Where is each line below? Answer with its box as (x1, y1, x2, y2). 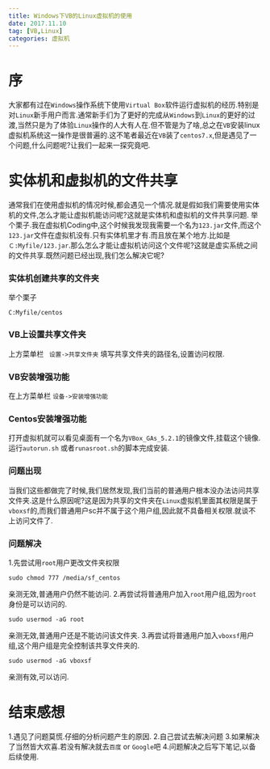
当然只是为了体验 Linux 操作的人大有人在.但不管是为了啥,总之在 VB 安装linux (17, 120, 260, 130)
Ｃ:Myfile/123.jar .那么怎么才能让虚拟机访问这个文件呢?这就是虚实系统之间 (8, 240, 258, 251)
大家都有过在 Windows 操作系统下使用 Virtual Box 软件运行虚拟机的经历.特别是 (8, 100, 260, 110)
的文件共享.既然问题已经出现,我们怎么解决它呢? (8, 251, 165, 260)
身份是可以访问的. (8, 599, 68, 609)
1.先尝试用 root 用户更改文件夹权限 (8, 557, 120, 567)
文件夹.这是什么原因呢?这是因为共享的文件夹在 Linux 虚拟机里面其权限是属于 (8, 495, 258, 505)
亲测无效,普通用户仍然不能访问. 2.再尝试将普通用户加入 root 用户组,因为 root (8, 589, 256, 598)
